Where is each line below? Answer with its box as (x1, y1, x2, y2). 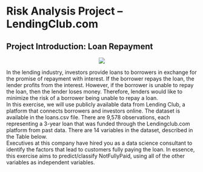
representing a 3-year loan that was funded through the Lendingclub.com (6, 120, 190, 127)
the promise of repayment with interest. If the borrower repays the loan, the (6, 75, 195, 82)
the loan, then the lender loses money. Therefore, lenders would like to (6, 88, 183, 95)
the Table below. (6, 133, 47, 140)
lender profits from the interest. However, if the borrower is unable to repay (6, 82, 194, 88)
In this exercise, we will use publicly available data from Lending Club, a (6, 101, 186, 108)
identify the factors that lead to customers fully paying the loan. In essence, (6, 146, 195, 153)
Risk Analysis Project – (6, 4, 123, 18)
